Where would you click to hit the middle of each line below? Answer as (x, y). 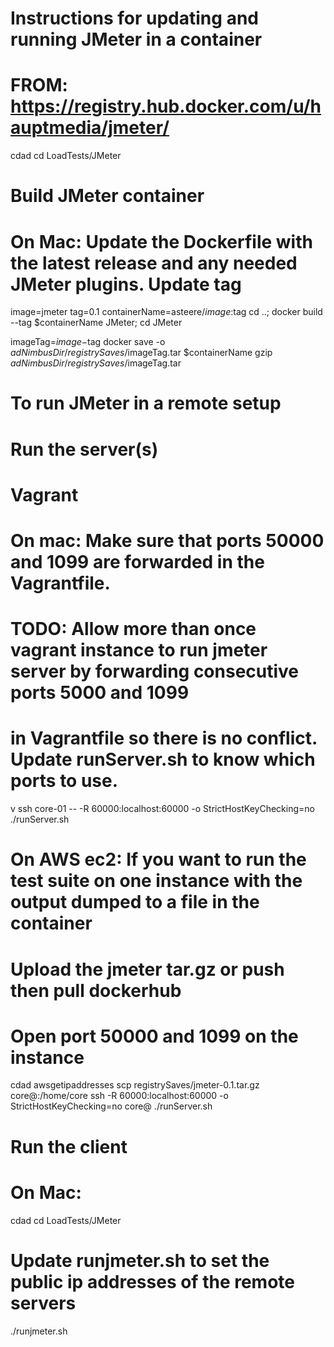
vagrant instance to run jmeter (139, 650)
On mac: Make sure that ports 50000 (167, 541)
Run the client (69, 1146)
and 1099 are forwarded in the (137, 562)
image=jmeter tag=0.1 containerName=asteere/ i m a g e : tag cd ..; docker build (166, 312)
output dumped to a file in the (135, 902)
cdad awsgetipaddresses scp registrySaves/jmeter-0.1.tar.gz (135, 1085)
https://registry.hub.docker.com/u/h (166, 106)
